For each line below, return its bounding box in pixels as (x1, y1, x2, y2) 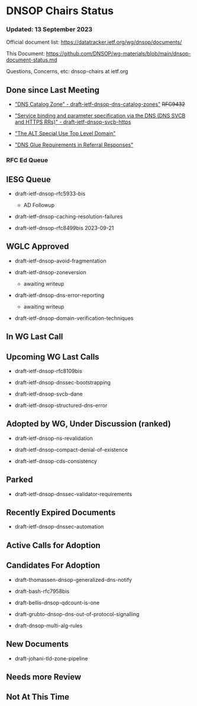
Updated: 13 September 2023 (6, 25, 93, 34)
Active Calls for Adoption (6, 540, 101, 550)
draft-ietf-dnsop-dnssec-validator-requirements (14, 490, 132, 497)
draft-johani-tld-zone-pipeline (14, 655, 88, 662)
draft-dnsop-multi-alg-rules (14, 622, 83, 629)
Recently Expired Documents (6, 507, 116, 518)
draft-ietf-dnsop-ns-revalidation (14, 435, 93, 442)
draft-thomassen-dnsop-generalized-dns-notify (14, 576, 132, 583)
